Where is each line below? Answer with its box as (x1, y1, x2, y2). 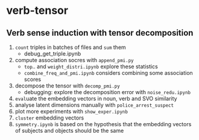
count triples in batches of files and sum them (14, 43, 127, 51)
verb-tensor (6, 4, 68, 17)
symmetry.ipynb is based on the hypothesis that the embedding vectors (14, 121, 192, 127)
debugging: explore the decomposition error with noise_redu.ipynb (24, 89, 191, 95)
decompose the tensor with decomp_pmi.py (14, 82, 121, 89)
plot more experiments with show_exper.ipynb (14, 108, 128, 115)
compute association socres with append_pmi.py (14, 57, 134, 63)
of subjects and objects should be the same (14, 127, 124, 134)
